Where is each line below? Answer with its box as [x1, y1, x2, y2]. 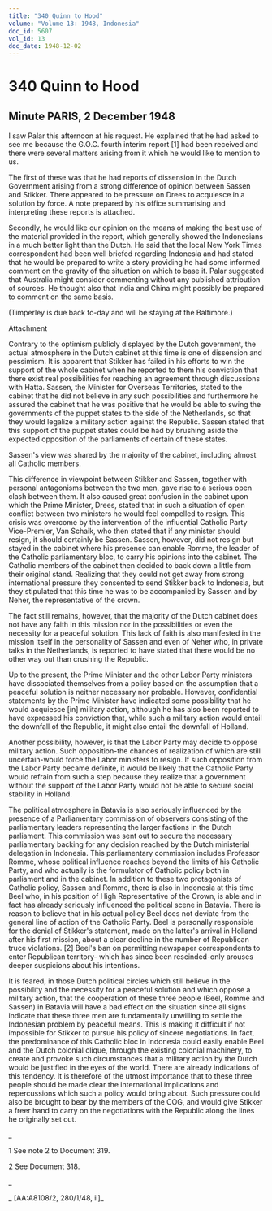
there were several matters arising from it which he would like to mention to [8, 148, 261, 158]
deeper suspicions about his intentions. [8, 961, 140, 970]
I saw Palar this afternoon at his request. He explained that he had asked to [8, 131, 260, 141]
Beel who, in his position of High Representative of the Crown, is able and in [8, 892, 262, 901]
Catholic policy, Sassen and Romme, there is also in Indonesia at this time [8, 883, 254, 892]
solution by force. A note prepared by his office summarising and [8, 198, 226, 208]
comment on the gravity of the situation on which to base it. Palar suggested [8, 266, 264, 276]
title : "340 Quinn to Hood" [8, 11, 104, 20]
